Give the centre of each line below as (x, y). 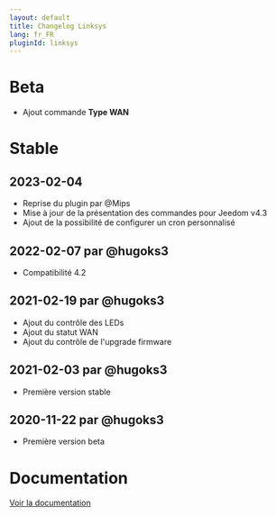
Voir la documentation (51, 503)
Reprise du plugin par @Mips (76, 204)
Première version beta (64, 441)
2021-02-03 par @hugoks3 (88, 370)
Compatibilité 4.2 (54, 272)
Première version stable (66, 392)
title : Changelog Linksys (58, 26)
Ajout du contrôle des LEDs (73, 322)
